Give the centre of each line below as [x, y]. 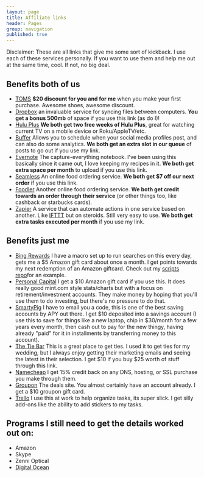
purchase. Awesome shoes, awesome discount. [75, 105]
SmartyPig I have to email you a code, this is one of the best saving [99, 307]
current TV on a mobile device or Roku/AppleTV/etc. [80, 131]
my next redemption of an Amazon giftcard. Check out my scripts [97, 268]
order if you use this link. [46, 183]
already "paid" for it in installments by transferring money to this [96, 333]
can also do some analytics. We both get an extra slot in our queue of [103, 144]
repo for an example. [40, 275]
